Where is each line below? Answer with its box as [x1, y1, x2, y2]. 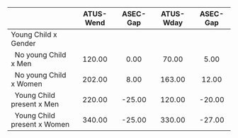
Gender [11, 39, 36, 48]
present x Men [11, 99, 59, 108]
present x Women [11, 120, 70, 129]
